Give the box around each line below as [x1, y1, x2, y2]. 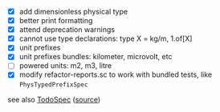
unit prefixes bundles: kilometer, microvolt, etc [18, 52, 173, 62]
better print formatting [18, 16, 93, 26]
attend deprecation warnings [18, 25, 116, 34]
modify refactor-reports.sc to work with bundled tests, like [18, 70, 213, 79]
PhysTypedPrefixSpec [18, 80, 88, 89]
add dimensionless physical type [18, 7, 128, 16]
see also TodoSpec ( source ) [7, 94, 101, 104]
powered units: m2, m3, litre [18, 61, 112, 70]
